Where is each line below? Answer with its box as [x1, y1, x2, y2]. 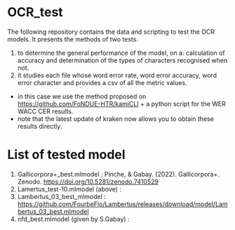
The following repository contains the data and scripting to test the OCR [7, 27, 215, 36]
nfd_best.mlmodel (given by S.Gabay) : [17, 215, 130, 223]
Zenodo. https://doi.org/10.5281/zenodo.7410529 [17, 177, 159, 186]
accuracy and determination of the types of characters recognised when [17, 56, 228, 64]
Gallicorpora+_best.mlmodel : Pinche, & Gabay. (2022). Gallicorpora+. [17, 170, 220, 178]
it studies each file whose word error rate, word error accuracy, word [17, 71, 217, 79]
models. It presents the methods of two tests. [7, 34, 139, 43]
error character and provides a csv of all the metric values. [17, 78, 187, 87]
